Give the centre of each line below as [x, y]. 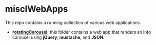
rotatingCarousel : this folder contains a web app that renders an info [81, 32]
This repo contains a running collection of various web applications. [73, 22]
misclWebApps [37, 9]
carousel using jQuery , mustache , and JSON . [58, 37]
